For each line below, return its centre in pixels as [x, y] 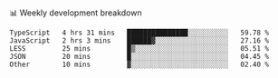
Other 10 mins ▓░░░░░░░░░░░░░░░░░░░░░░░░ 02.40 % [139, 64]
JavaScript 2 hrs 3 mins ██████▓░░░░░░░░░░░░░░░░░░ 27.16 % [139, 41]
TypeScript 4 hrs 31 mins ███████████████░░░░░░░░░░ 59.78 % [139, 33]
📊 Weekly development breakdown [76, 13]
